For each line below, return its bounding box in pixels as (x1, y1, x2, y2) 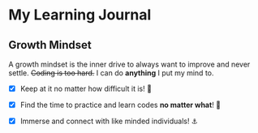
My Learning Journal (8, 6, 152, 24)
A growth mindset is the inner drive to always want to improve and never (8, 59, 251, 69)
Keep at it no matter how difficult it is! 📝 (19, 84, 153, 93)
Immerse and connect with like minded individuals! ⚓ (19, 116, 199, 127)
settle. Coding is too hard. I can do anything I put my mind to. (8, 68, 214, 78)
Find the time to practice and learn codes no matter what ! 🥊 (19, 100, 221, 110)
